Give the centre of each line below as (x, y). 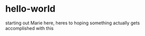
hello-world (31, 9)
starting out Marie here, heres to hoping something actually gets (72, 23)
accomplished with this (30, 28)
